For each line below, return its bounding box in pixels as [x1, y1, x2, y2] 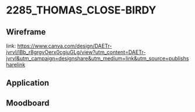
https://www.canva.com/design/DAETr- [17, 42, 112, 49]
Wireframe [6, 27, 46, 37]
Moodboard [6, 98, 50, 108]
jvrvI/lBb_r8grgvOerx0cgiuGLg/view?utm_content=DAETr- [6, 49, 146, 56]
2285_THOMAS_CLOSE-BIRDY [6, 4, 156, 17]
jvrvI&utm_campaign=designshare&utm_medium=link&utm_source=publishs [6, 55, 189, 62]
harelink [6, 61, 26, 68]
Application [6, 78, 50, 88]
